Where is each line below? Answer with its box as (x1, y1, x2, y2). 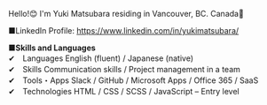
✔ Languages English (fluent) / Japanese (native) (8, 53, 194, 64)
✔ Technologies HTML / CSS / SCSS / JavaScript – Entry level (8, 86, 240, 96)
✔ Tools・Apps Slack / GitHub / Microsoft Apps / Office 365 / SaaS (8, 75, 259, 86)
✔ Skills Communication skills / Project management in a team (8, 64, 241, 74)
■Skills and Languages (8, 42, 97, 53)
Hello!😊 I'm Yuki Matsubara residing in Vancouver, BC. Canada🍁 (8, 9, 245, 19)
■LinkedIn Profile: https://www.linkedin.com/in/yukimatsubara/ (8, 26, 240, 35)
